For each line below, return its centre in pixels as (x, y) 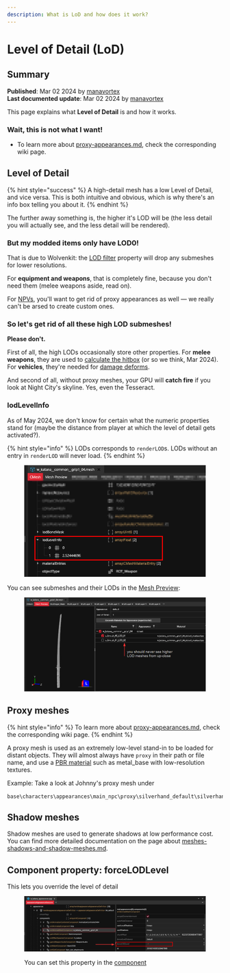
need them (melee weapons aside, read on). (69, 286)
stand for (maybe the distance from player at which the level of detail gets (111, 427)
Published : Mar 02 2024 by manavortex (64, 91)
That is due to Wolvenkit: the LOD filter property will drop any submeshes (111, 258)
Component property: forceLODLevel (88, 870)
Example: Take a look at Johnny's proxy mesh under (81, 783)
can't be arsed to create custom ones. (61, 306)
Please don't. (26, 339)
